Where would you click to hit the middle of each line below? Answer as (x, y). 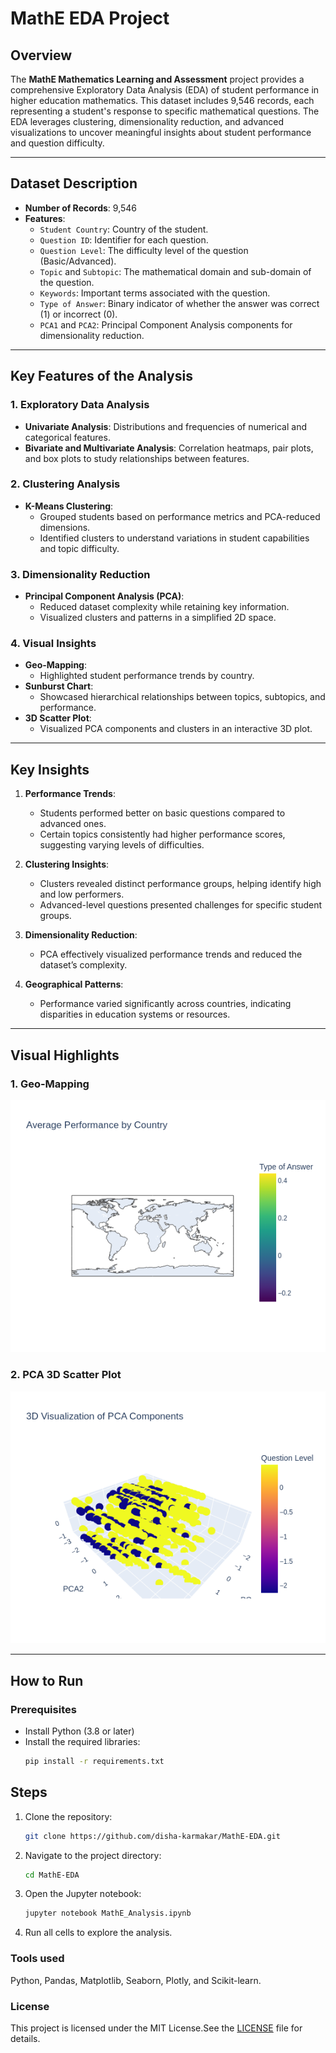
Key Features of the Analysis (101, 376)
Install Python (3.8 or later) (79, 1731)
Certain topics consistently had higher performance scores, (162, 834)
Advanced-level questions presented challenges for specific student (181, 905)
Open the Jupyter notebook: (83, 1894)
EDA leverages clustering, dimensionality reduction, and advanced (147, 121)
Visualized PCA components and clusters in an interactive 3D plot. (176, 729)
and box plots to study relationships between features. (137, 458)
